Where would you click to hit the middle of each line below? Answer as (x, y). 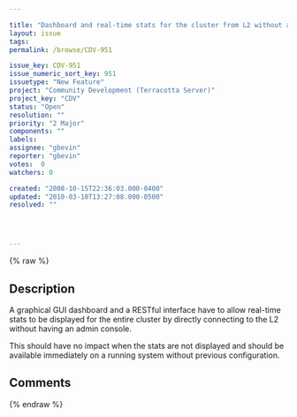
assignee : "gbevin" (45, 148)
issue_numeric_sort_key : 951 (63, 74)
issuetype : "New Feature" (57, 82)
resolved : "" (33, 205)
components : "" (37, 132)
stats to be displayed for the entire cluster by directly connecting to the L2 (144, 319)
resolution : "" (37, 115)
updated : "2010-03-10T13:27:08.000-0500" (87, 197)
